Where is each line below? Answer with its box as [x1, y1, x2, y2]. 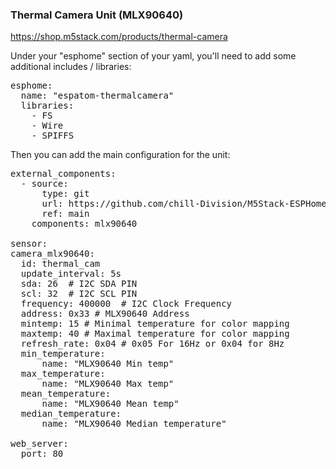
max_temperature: [20, 368, 106, 380]
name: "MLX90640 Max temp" [41, 378, 175, 390]
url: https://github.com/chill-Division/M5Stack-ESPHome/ [41, 198, 333, 210]
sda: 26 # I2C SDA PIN [20, 278, 138, 290]
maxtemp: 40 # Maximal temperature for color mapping [20, 328, 290, 340]
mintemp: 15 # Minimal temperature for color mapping [20, 318, 290, 330]
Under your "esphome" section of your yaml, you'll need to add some [10, 50, 297, 62]
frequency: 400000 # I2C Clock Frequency [20, 298, 233, 310]
